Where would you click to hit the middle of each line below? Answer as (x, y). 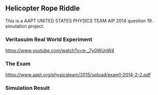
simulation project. (25, 26)
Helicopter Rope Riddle (43, 8)
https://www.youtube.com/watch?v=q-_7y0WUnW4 (60, 51)
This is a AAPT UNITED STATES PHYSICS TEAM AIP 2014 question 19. (79, 20)
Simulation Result (28, 88)
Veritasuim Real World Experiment (49, 39)
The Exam (18, 64)
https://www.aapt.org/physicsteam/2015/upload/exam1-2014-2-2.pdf (78, 75)
